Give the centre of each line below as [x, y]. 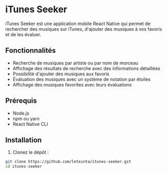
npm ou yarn [26, 118]
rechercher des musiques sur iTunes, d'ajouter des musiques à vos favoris [84, 29]
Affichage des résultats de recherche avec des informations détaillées [86, 68]
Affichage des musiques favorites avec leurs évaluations [72, 84]
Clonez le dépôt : [31, 153]
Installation [23, 140]
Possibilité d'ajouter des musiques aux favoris [61, 74]
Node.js [21, 113]
